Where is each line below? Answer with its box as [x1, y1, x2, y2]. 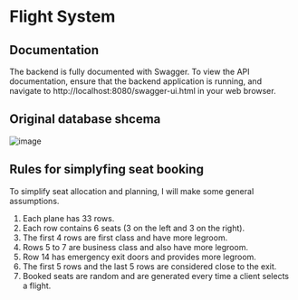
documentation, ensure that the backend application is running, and [9, 76, 263, 87]
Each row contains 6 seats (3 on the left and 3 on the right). [22, 222, 245, 233]
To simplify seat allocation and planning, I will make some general [9, 185, 255, 196]
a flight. [22, 280, 52, 291]
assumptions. [9, 195, 60, 206]
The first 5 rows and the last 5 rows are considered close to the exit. [22, 260, 277, 272]
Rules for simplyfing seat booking [9, 162, 204, 177]
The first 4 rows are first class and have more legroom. [22, 232, 228, 243]
